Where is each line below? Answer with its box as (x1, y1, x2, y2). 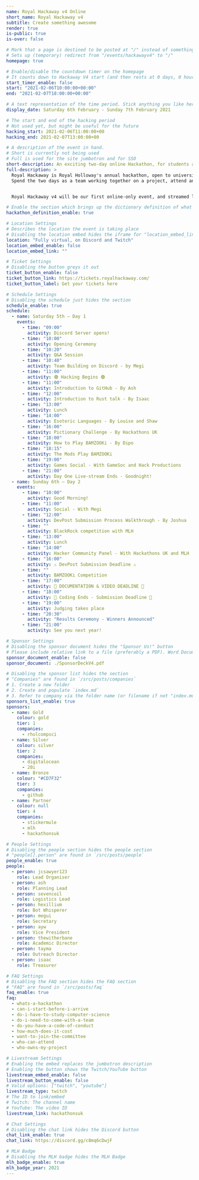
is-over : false (6, 36, 44, 42)
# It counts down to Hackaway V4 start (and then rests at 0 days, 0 (6, 74, 182, 80)
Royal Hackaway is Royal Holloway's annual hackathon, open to (11, 172, 171, 178)
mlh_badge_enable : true (6, 1159, 65, 1165)
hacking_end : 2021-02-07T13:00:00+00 (6, 134, 99, 140)
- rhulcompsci (21, 732, 57, 737)
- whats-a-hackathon (11, 1001, 62, 1007)
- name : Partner (11, 797, 52, 803)
